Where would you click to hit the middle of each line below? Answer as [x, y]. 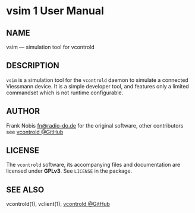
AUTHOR [23, 111]
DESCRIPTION [33, 66]
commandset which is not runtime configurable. [65, 93]
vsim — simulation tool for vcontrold [51, 47]
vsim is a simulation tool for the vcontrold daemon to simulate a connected [97, 80]
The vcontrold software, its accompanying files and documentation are [93, 165]
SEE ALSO [25, 190]
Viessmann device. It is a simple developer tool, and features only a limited [97, 86]
